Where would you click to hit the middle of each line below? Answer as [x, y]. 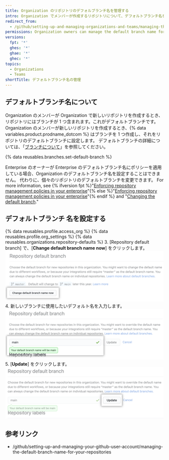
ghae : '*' [20, 53]
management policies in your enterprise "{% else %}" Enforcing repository [81, 191]
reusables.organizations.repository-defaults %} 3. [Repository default [77, 242]
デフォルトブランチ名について [52, 102]
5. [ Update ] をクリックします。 [37, 364]
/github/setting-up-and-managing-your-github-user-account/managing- [88, 446]
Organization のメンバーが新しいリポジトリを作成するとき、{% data [76, 128]
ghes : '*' [20, 48]
